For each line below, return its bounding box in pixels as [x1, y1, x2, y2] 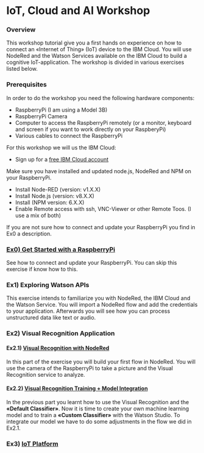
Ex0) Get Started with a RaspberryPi [6, 245, 116, 254]
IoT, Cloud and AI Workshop [6, 4, 150, 18]
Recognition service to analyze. [6, 371, 85, 378]
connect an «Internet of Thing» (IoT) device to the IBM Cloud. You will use [6, 46, 192, 53]
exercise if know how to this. [6, 266, 78, 273]
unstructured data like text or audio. [6, 314, 96, 321]
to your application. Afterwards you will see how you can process [6, 307, 171, 315]
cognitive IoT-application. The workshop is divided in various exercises [6, 59, 185, 66]
